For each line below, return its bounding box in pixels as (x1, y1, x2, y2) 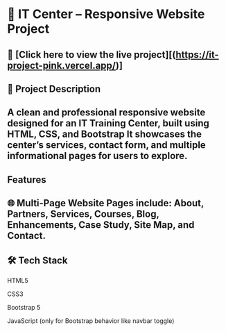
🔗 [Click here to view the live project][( (7, 49, 176, 60)
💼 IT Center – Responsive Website (7, 6, 205, 22)
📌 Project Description (7, 83, 101, 94)
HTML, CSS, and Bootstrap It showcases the (7, 128, 202, 140)
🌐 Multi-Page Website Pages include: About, (7, 197, 205, 209)
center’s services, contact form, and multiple (7, 139, 206, 151)
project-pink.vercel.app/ (7, 59, 116, 72)
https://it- (175, 49, 220, 60)
